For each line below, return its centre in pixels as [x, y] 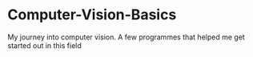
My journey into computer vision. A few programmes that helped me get [126, 37]
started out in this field [44, 45]
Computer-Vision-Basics [92, 15]
